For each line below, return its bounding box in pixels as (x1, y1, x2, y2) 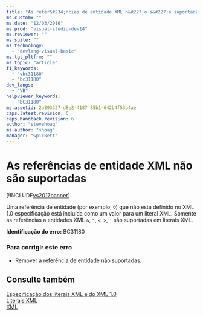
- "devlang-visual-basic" (11, 48, 77, 54)
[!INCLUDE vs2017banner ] (6, 191, 71, 199)
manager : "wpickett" (6, 133, 59, 139)
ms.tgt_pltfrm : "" (6, 54, 53, 60)
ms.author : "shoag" (6, 127, 56, 133)
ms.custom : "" (6, 15, 42, 21)
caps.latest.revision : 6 (6, 110, 69, 116)
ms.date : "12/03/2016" (6, 20, 63, 26)
